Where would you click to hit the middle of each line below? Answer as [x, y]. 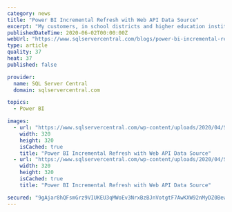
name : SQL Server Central [51, 83]
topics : [18, 103]
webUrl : [18, 39]
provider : [21, 77]
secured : [20, 198]
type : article [28, 45]
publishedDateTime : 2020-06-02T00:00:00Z [68, 33]
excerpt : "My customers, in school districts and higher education [106, 26]
